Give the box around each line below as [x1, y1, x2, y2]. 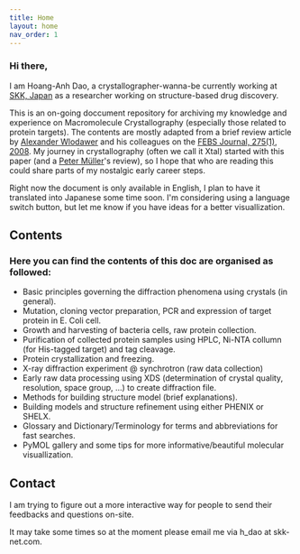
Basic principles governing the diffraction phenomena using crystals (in [22, 286, 288, 298]
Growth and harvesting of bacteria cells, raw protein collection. [22, 325, 257, 336]
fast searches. [22, 430, 76, 441]
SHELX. [22, 411, 51, 422]
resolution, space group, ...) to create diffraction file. [22, 383, 217, 393]
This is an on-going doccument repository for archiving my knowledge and [9, 107, 287, 118]
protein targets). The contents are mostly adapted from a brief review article [9, 126, 292, 137]
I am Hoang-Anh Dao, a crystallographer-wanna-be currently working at [9, 80, 277, 91]
